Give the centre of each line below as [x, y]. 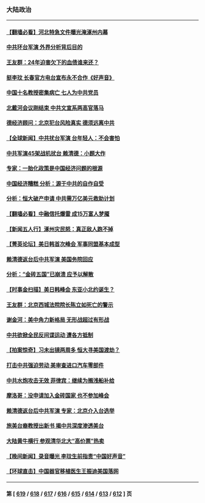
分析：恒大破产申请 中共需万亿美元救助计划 [60, 199]
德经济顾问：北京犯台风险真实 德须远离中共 [60, 123]
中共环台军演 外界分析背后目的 [45, 47]
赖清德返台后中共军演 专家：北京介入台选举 [60, 411]
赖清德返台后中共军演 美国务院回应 [50, 259]
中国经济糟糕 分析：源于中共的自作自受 [55, 183]
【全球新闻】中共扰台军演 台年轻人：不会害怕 [63, 138]
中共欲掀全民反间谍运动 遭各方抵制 [50, 335]
